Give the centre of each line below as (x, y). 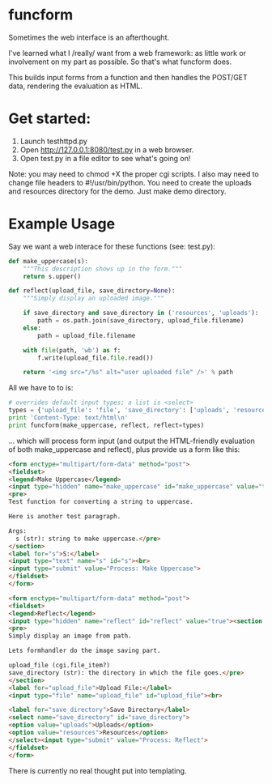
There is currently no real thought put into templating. (98, 770)
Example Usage (62, 224)
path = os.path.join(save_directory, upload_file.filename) (141, 321)
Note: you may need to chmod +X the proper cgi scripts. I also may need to (134, 174)
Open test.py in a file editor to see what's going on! (105, 158)
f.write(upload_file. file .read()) (96, 358)
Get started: (50, 119)
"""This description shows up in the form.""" (103, 269)
